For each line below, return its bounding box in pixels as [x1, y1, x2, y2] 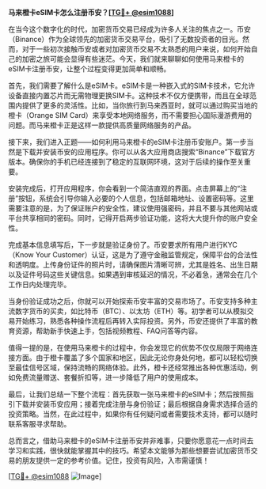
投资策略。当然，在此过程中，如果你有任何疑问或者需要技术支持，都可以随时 [8, 409, 258, 419]
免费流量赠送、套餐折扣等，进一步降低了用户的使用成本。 [14, 373, 203, 382]
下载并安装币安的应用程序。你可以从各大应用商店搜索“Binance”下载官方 [21, 147, 256, 157]
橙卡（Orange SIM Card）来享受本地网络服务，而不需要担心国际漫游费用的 [8, 111, 252, 119]
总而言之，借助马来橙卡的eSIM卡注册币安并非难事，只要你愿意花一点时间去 [8, 436, 254, 445]
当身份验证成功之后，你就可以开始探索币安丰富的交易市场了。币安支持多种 [8, 297, 251, 305]
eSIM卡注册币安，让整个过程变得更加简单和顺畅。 [8, 64, 171, 74]
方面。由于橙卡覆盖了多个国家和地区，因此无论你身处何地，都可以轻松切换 [14, 353, 258, 362]
